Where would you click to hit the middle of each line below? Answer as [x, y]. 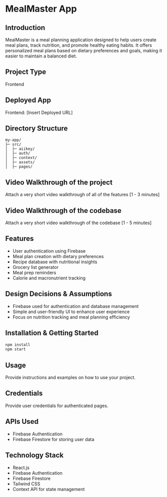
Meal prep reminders [34, 272]
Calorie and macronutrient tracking [49, 278]
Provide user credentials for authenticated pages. [57, 406]
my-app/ [13, 140]
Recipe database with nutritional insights [55, 262]
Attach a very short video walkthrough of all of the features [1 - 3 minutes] [82, 195]
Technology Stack [34, 455]
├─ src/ [13, 145]
